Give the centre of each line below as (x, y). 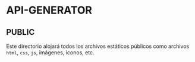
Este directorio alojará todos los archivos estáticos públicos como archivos (98, 46)
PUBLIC (21, 32)
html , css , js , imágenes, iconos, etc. (50, 53)
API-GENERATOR (49, 10)
